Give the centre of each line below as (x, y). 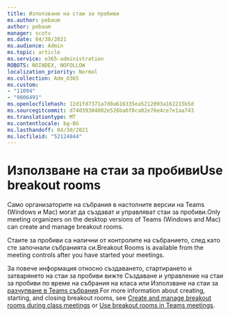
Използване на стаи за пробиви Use (115, 171)
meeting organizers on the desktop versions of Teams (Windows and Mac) (114, 219)
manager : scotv (29, 33)
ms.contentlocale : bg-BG (43, 123)
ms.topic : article (34, 53)
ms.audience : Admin (35, 46)
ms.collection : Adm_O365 (43, 78)
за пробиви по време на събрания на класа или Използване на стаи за (113, 283)
